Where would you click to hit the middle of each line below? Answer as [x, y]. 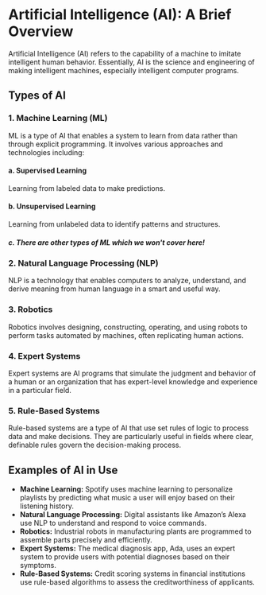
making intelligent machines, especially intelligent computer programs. [124, 70]
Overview [41, 31]
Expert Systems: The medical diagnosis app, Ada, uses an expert [127, 548]
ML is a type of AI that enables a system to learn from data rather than [123, 135]
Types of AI [37, 96]
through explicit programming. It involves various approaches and [116, 144]
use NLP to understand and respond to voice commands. [113, 523]
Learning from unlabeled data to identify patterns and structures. [114, 224]
